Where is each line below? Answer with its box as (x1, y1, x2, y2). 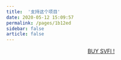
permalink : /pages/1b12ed (6, 20, 71, 26)
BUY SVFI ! (87, 47, 115, 55)
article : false (6, 31, 45, 37)
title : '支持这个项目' (6, 8, 60, 15)
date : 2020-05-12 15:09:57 (6, 14, 74, 20)
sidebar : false (6, 25, 45, 32)
